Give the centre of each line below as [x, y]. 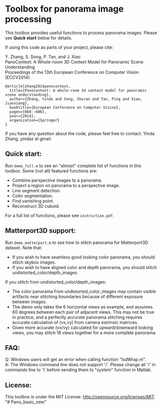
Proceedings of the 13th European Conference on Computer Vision [72, 72]
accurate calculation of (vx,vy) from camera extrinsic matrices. [75, 322]
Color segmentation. [33, 196]
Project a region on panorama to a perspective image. [66, 185]
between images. [29, 302]
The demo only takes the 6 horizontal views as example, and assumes [82, 307]
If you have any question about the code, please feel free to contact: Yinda [80, 133]
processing [28, 19]
